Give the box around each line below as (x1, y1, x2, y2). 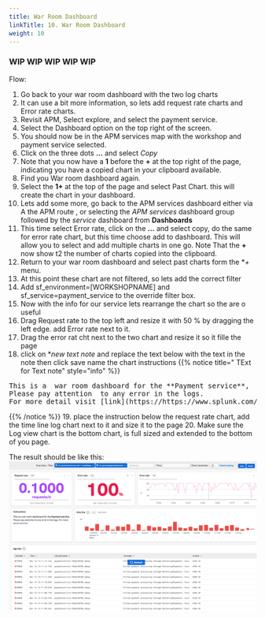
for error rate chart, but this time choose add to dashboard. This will (20, 232, 241, 241)
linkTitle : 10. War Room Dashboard (9, 20, 126, 29)
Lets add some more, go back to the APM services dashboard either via (20, 198, 253, 208)
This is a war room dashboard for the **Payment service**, (9, 381, 250, 390)
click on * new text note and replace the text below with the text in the (20, 349, 246, 359)
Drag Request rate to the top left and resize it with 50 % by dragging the (20, 315, 254, 325)
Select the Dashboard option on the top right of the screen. (20, 123, 212, 132)
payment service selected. (20, 140, 107, 149)
